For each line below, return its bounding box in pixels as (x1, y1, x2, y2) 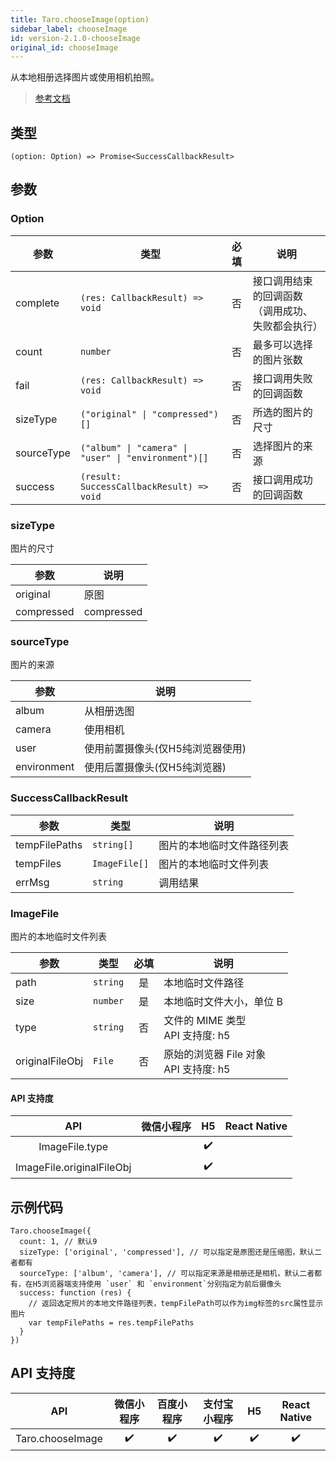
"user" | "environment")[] (79, 452, 209, 463)
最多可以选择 (252, 337, 313, 351)
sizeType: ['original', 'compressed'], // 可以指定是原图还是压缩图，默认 (19, 1247, 315, 1257)
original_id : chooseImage (10, 42, 118, 53)
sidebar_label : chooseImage (10, 24, 128, 34)
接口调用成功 (252, 472, 313, 486)
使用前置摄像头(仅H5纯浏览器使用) (84, 742, 247, 756)
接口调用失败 (252, 371, 313, 385)
